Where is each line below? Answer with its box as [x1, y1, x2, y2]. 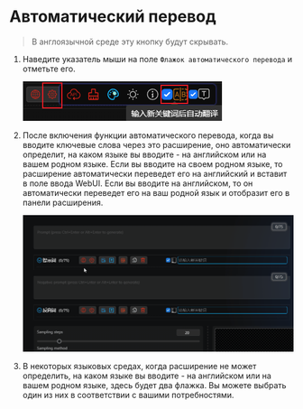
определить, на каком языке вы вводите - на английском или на [22, 370, 272, 381]
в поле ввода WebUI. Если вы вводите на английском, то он [22, 178, 253, 189]
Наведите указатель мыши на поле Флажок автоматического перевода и [22, 53, 293, 64]
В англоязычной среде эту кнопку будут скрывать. [31, 36, 229, 47]
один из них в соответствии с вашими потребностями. [22, 390, 234, 401]
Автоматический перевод [9, 6, 216, 27]
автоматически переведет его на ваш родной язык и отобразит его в [22, 187, 290, 198]
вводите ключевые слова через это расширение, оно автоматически [22, 139, 291, 150]
